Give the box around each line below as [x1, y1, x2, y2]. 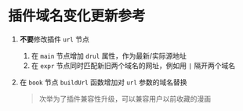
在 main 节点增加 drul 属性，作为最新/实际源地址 [31, 51, 187, 60]
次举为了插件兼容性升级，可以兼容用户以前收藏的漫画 [38, 94, 212, 103]
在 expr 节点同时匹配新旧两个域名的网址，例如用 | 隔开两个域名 [31, 60, 236, 70]
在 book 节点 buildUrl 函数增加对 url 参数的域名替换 [19, 77, 187, 87]
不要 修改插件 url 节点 [19, 34, 90, 44]
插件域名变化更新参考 [8, 7, 147, 25]
